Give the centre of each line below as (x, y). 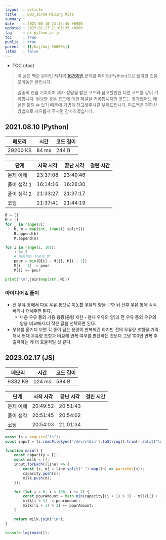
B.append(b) (26, 234)
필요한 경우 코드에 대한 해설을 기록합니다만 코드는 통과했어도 (94, 99)
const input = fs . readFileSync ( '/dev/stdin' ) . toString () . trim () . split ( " (82, 441)
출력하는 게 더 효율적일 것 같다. (42, 342)
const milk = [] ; (32, 460)
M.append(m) (26, 238)
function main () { (24, 450)
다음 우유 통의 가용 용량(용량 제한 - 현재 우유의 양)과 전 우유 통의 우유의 (88, 317)
